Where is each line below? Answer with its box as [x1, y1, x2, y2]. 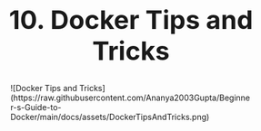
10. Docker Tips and [8, 4, 254, 35]
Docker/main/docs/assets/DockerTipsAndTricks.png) [10, 112, 210, 123]
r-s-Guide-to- [10, 102, 62, 113]
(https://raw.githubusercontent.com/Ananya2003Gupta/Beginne [10, 92, 251, 103]
